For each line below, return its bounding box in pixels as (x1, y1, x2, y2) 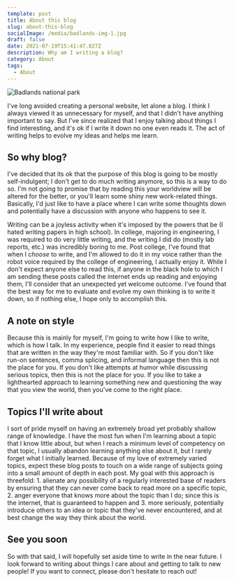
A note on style (7, 315, 75, 327)
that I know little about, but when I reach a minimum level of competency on (7, 439, 226, 447)
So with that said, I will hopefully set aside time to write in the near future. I (7, 552, 222, 560)
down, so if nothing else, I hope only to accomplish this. (7, 295, 168, 303)
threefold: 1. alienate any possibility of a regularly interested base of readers (7, 476, 226, 484)
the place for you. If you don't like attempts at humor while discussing (7, 363, 208, 372)
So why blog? (7, 151, 68, 163)
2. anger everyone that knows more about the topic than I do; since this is (7, 490, 219, 500)
